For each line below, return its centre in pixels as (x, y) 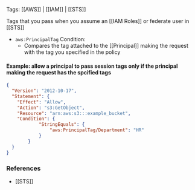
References (24, 168)
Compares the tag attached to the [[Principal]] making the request (106, 46)
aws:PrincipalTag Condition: (50, 39)
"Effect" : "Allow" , (42, 102)
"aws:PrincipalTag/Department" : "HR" (97, 130)
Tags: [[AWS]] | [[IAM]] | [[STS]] (46, 9)
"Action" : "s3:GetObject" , (51, 108)
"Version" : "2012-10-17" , (44, 91)
